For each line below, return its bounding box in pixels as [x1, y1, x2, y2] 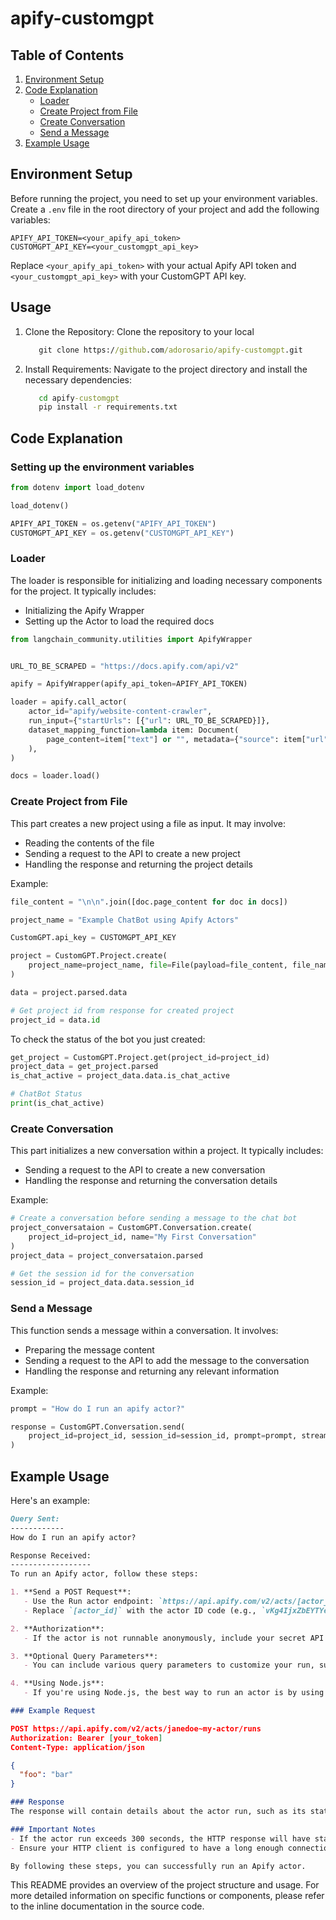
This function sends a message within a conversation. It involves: [10, 1324, 279, 1336]
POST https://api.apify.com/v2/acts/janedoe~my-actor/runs [10, 1723, 262, 1734]
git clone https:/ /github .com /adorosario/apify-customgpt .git [38, 345, 303, 355]
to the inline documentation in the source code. [10, 1900, 205, 1912]
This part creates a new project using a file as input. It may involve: [10, 817, 287, 829]
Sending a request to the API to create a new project [24, 847, 241, 859]
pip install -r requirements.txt [38, 402, 178, 412]
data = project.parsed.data [10, 987, 128, 997]
